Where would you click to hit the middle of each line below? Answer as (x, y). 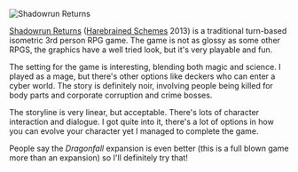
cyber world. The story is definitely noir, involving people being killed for (141, 86)
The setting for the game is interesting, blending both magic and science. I (145, 67)
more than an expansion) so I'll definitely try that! (99, 158)
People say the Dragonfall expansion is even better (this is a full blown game (149, 148)
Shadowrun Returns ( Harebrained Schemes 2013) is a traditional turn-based (148, 31)
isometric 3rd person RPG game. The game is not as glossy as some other (145, 40)
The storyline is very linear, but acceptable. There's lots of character (134, 112)
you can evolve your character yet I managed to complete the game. (134, 131)
